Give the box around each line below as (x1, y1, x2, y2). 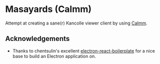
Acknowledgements (5, 34, 70, 43)
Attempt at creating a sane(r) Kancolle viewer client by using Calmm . (5, 20, 147, 26)
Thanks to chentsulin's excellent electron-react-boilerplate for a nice (12, 47, 155, 53)
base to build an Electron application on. (12, 53, 97, 59)
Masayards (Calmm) (5, 3, 92, 15)
